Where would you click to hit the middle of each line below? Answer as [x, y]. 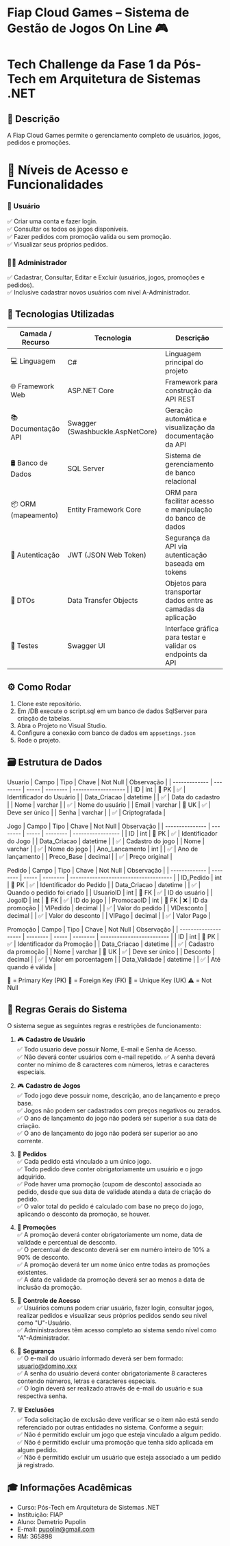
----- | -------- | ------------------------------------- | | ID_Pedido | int [123, 877]
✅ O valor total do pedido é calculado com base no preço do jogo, [110, 1206]
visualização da [190, 427]
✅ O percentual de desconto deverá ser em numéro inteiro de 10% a [113, 1250]
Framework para [192, 382]
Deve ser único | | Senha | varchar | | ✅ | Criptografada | [86, 812]
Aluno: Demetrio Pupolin [51, 1522]
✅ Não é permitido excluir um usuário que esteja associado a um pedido [119, 1458]
